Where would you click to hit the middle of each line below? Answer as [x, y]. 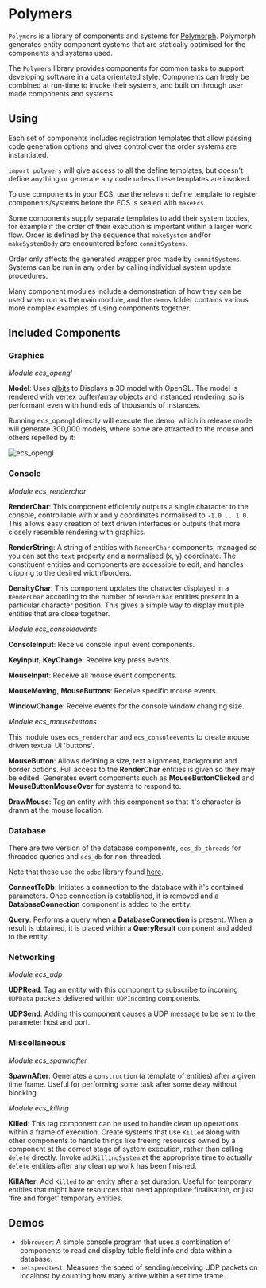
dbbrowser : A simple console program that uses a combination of [125, 1242]
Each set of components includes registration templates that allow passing [130, 138]
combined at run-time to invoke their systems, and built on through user [126, 85]
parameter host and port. [49, 1022]
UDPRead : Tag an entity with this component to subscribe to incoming [123, 990]
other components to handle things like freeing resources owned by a [122, 1140]
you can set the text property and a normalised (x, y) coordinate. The [122, 556]
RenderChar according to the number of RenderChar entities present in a [124, 596]
